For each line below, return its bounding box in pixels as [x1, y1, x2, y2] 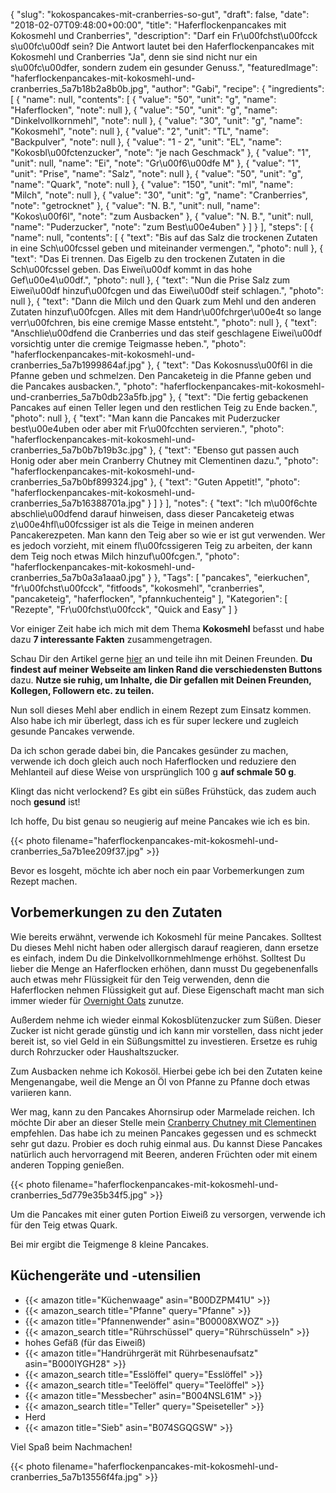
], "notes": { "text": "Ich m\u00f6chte [165, 497, 318, 509]
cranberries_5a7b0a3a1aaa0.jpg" [10, 572, 146, 583]
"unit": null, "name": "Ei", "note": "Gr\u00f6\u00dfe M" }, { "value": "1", [10, 157, 302, 169]
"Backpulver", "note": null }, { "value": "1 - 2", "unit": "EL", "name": [10, 136, 282, 148]
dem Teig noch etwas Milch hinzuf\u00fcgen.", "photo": [10, 550, 240, 562]
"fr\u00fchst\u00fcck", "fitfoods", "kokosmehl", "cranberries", [10, 582, 265, 594]
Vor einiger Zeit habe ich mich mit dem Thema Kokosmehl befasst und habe [10, 623, 325, 634]
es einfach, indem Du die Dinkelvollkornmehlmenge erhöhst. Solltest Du [10, 952, 306, 964]
